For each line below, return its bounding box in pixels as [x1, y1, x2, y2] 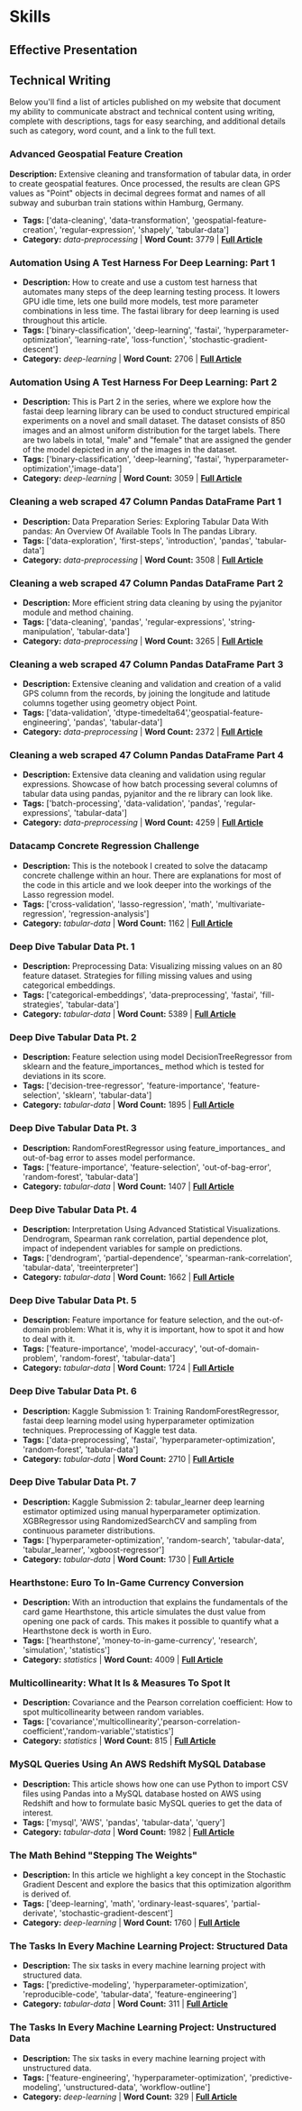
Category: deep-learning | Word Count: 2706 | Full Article [22, 353, 242, 364]
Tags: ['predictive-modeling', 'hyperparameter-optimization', [22, 1979, 248, 1990]
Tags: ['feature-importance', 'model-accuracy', [22, 1343, 198, 1354]
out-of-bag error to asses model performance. [22, 1152, 196, 1163]
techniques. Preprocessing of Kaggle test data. [22, 1424, 197, 1435]
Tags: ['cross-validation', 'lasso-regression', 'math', [22, 899, 214, 909]
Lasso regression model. [22, 889, 114, 900]
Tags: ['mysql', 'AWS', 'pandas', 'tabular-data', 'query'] [22, 1816, 225, 1827]
